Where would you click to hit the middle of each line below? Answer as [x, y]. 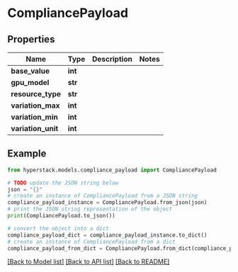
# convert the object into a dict [58, 228]
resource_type [36, 94]
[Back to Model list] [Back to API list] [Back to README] [89, 262]
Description [112, 59]
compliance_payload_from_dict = [55, 248]
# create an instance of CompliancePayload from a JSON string [103, 196]
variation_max [35, 106]
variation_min [34, 117]
